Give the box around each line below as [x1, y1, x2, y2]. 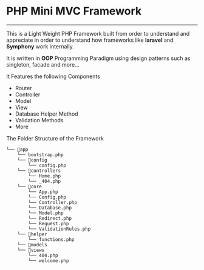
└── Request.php [28, 220, 69, 226]
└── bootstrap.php [17, 151, 64, 158]
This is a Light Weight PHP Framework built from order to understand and [6, 30, 190, 37]
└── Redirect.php [28, 215, 72, 222]
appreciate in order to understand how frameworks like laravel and [6, 36, 174, 44]
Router [15, 84, 32, 91]
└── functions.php [28, 236, 75, 243]
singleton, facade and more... [6, 61, 80, 68]
